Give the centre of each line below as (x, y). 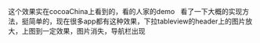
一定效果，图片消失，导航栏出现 (94, 31)
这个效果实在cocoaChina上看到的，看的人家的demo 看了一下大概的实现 (125, 11)
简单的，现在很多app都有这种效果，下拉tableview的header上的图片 (137, 21)
